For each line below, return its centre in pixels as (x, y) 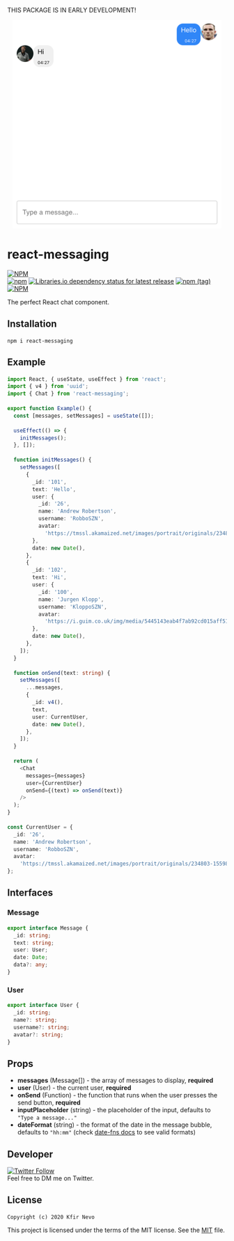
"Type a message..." (47, 1118)
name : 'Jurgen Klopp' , (71, 599)
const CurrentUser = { (40, 827)
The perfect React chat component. (58, 302)
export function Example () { (49, 409)
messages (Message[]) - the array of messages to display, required (115, 1080)
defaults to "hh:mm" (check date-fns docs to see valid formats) (107, 1132)
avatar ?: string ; (39, 1035)
